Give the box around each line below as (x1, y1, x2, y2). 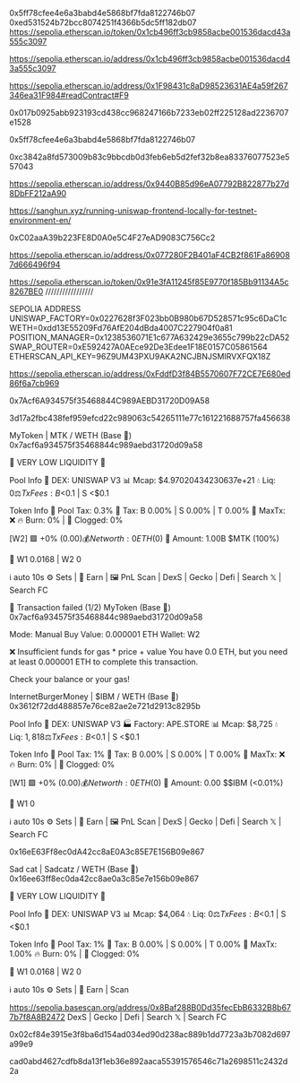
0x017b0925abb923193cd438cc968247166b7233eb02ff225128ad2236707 (9, 108, 289, 117)
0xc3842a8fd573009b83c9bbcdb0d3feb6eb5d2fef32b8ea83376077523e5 (9, 152, 290, 162)
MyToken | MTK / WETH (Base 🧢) (9, 430, 133, 440)
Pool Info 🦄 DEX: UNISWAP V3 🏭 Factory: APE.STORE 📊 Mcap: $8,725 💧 (9, 719, 279, 729)
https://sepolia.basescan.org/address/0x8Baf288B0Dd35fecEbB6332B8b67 (9, 1002, 292, 1012)
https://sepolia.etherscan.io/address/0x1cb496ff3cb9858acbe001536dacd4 (9, 54, 291, 64)
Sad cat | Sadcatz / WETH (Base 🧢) (9, 864, 139, 874)
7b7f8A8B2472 (9, 1012, 65, 1022)
